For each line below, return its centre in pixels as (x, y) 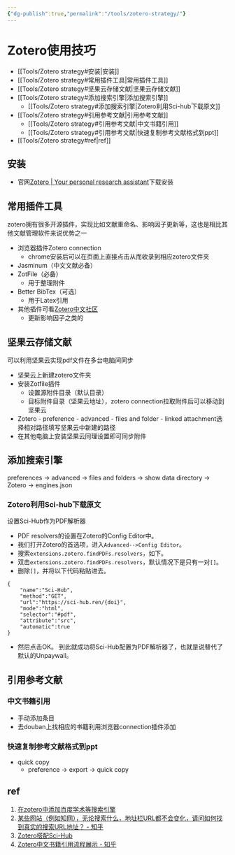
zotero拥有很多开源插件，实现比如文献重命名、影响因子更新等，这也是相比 (114, 224)
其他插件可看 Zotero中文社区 (58, 309)
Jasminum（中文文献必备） (57, 266)
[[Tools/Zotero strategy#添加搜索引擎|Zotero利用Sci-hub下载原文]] (124, 106)
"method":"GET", (44, 596)
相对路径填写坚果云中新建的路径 (70, 427)
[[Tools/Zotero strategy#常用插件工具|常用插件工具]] (93, 80)
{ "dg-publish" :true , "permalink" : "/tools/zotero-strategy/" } (97, 14)
